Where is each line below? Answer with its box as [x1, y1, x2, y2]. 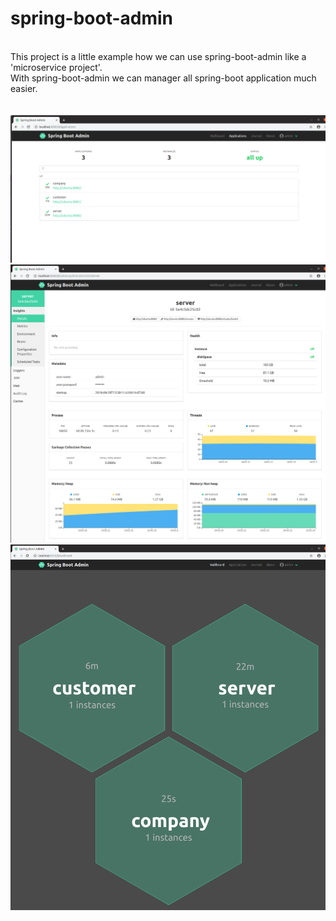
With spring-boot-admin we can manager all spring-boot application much [10, 72, 317, 84]
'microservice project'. [10, 61, 103, 73]
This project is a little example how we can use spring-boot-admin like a [10, 50, 307, 62]
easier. [10, 82, 38, 94]
